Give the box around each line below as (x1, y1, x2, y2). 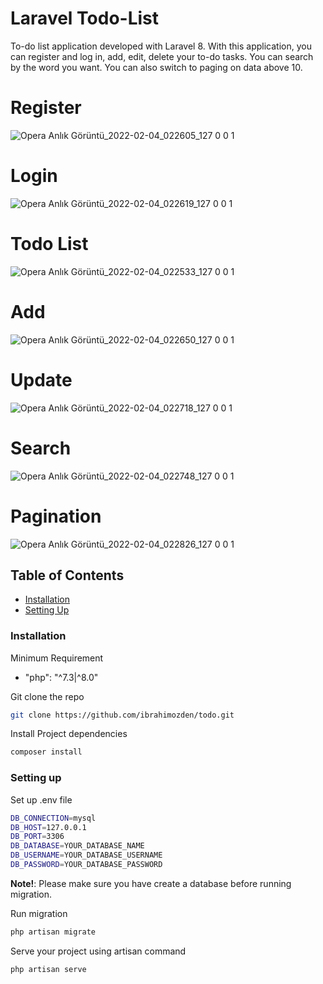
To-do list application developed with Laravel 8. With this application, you (10, 40, 312, 52)
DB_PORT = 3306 (10, 832, 65, 842)
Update (10, 368, 73, 391)
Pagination (10, 505, 102, 527)
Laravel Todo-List (10, 7, 160, 30)
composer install (10, 747, 83, 757)
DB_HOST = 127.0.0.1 (10, 822, 87, 832)
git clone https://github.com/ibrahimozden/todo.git (10, 710, 235, 720)
